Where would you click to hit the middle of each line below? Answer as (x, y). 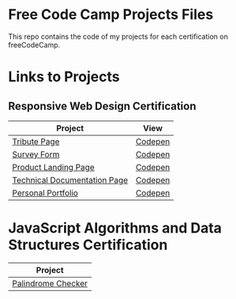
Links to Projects (64, 77)
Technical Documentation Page (70, 180)
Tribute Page (36, 142)
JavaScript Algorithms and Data (115, 228)
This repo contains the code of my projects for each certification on (118, 36)
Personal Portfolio (45, 193)
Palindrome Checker (50, 283)
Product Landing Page (53, 167)
